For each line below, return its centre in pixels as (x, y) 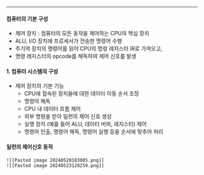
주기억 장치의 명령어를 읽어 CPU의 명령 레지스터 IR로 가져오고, (89, 49)
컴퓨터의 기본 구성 (27, 18)
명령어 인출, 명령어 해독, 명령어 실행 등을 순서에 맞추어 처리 (94, 132)
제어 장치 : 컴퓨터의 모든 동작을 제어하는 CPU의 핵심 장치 (82, 34)
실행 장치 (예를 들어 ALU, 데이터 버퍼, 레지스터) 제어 (85, 124)
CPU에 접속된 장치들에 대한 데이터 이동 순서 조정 (82, 94)
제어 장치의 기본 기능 (39, 86)
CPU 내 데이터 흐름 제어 (52, 109)
